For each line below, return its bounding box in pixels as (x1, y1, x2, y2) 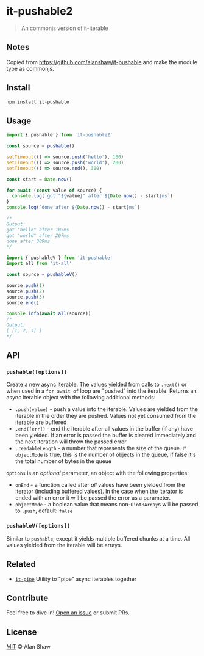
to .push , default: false (15, 507, 73, 514)
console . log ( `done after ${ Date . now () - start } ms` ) (6, 205, 140, 211)
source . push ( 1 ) (6, 282, 45, 288)
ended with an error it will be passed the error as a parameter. (15, 494, 171, 501)
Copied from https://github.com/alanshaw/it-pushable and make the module (6, 58, 198, 65)
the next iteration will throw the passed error (15, 438, 127, 445)
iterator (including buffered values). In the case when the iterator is (15, 487, 183, 495)
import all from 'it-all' (6, 261, 72, 267)
